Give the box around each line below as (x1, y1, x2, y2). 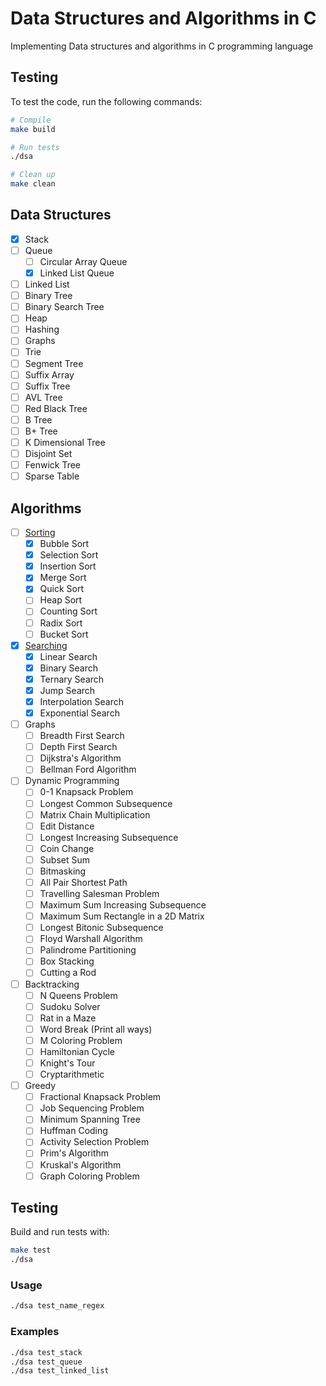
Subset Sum (39, 853, 91, 866)
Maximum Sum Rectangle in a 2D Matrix (39, 910, 205, 922)
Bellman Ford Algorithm (39, 763, 137, 776)
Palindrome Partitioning (39, 944, 137, 956)
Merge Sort (39, 572, 87, 584)
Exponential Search (39, 707, 120, 719)
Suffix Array (24, 368, 75, 381)
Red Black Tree (24, 402, 88, 414)
